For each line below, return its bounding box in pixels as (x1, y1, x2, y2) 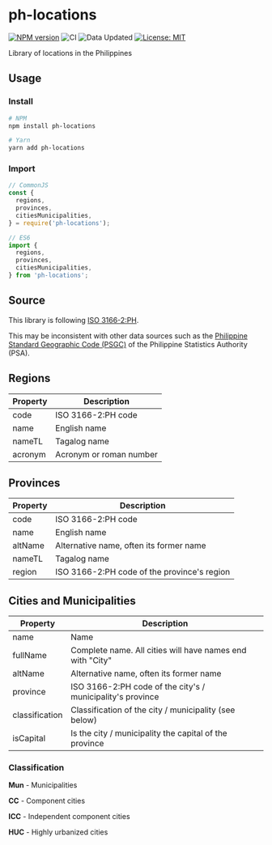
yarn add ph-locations (8, 144, 85, 152)
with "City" (70, 655, 112, 666)
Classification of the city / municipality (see (70, 704, 236, 715)
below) (70, 715, 97, 726)
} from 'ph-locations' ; (8, 271, 89, 280)
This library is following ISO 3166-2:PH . (8, 315, 139, 325)
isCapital (12, 732, 46, 744)
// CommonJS (8, 181, 49, 189)
